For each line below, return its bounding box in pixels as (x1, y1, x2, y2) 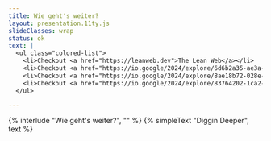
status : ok (8, 34, 45, 43)
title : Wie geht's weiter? (8, 11, 99, 20)
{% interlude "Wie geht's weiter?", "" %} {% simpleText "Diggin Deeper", (8, 116, 250, 126)
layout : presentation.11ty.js (8, 19, 110, 27)
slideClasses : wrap (8, 27, 74, 35)
